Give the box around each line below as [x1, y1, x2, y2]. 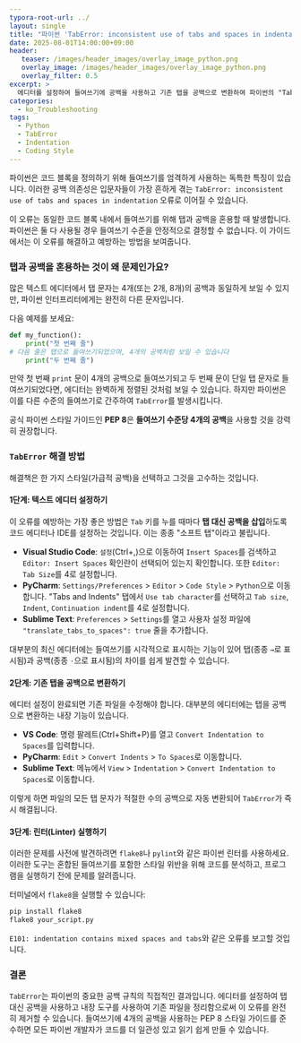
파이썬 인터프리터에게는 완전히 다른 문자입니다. [21, 293, 185, 305]
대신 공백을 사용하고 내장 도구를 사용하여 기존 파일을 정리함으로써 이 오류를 [9, 1002, 271, 1013]
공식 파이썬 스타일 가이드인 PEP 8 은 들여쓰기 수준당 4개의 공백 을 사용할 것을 [9, 414, 275, 426]
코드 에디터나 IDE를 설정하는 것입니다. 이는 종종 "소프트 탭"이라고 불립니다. [9, 527, 271, 538]
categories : [9, 96, 54, 106]
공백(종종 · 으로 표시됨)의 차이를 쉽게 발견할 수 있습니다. [35, 655, 230, 666]
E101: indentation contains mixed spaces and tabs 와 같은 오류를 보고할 [9, 933, 274, 944]
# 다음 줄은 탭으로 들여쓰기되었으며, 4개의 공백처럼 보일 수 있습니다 [9, 347, 230, 357]
